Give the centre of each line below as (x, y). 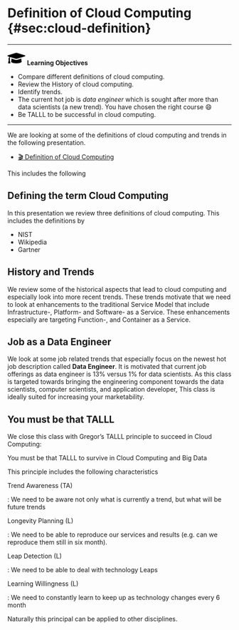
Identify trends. (40, 91)
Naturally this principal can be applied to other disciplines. (92, 619)
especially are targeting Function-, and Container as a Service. (99, 320)
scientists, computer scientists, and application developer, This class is (111, 390)
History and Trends (51, 272)
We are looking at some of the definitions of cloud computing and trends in (117, 135)
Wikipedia (32, 242)
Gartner (29, 249)
